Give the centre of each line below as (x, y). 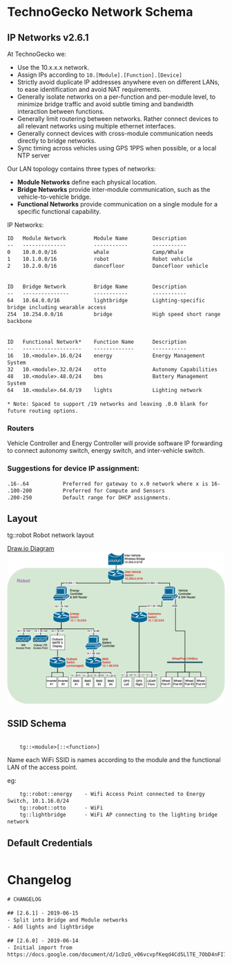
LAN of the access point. (42, 768)
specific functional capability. (59, 212)
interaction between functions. (61, 111)
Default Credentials (50, 843)
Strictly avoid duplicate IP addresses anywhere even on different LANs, (118, 82)
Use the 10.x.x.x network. (53, 67)
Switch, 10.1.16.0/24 (38, 801)
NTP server (33, 155)
